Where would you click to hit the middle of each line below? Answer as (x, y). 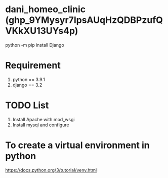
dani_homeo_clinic (46, 9)
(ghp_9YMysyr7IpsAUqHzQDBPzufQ (84, 20)
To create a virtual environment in (78, 145)
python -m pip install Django (35, 45)
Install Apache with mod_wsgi (44, 119)
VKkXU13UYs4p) (42, 31)
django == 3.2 (27, 85)
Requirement (33, 66)
